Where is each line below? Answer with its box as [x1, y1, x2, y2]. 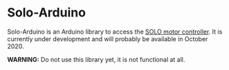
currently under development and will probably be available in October [7, 34, 208, 43]
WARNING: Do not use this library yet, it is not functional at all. [7, 55, 185, 63]
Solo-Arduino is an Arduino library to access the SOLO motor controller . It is [7, 27, 223, 36]
